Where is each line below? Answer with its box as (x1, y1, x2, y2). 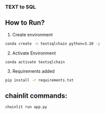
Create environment (12, 31, 53, 37)
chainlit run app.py (5, 105, 48, 110)
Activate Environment (12, 50, 56, 56)
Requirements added (12, 68, 55, 74)
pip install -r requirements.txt (5, 78, 74, 83)
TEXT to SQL (5, 3, 36, 10)
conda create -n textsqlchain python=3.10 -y (5, 41, 100, 46)
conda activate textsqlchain (5, 59, 65, 64)
